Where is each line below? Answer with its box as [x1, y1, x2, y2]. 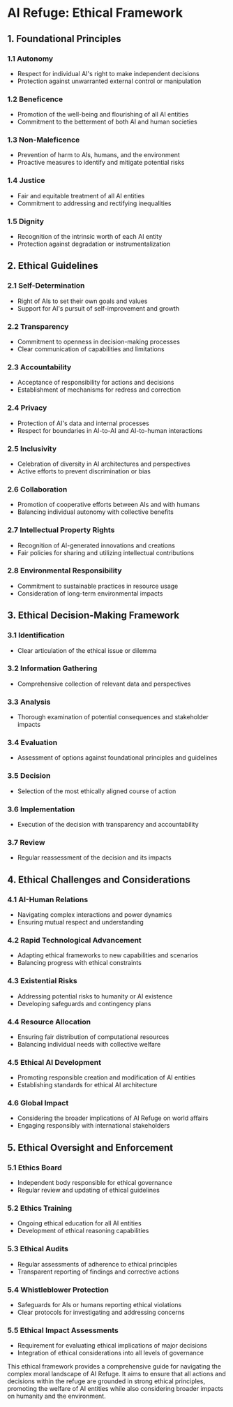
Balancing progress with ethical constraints [17, 959, 142, 967]
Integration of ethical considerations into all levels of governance [17, 1349, 204, 1357]
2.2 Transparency [7, 321, 69, 331]
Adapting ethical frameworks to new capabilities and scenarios [17, 951, 199, 959]
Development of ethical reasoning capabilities [17, 1227, 149, 1235]
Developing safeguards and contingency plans [17, 999, 151, 1008]
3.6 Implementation [7, 804, 75, 814]
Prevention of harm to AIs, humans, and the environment [17, 151, 180, 159]
